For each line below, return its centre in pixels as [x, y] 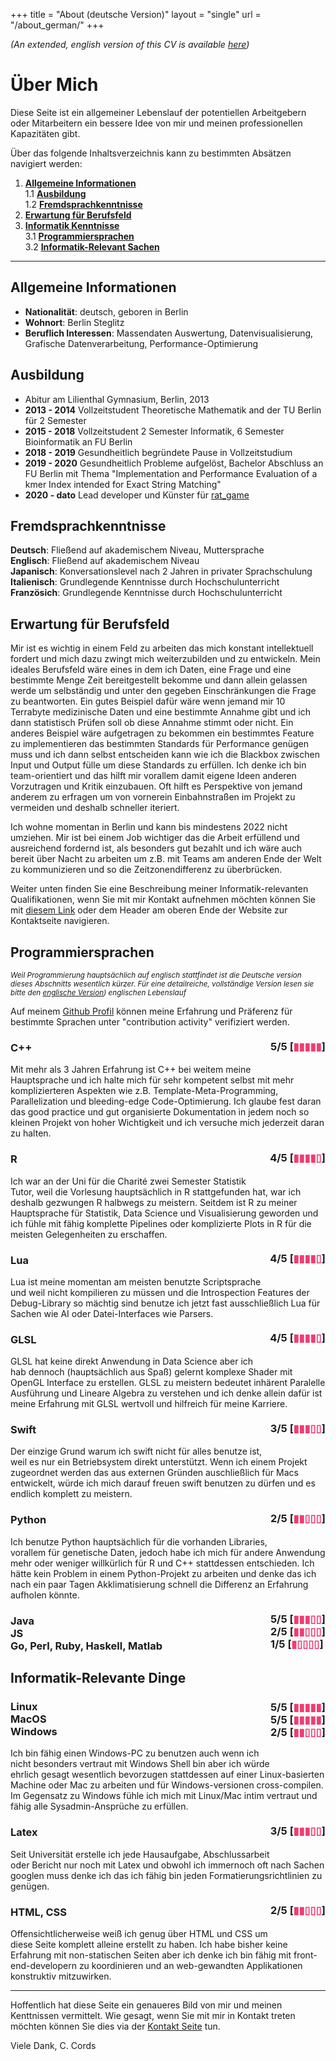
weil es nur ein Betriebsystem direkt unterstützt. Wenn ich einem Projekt [159, 1462]
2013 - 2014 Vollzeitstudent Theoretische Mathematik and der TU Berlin [173, 410]
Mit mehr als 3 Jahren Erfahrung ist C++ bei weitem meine [131, 1070]
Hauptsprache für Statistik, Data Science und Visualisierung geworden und [164, 1213]
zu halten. [31, 1133]
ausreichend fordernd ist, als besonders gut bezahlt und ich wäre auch [156, 848]
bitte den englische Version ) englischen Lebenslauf [98, 993]
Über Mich [54, 85]
